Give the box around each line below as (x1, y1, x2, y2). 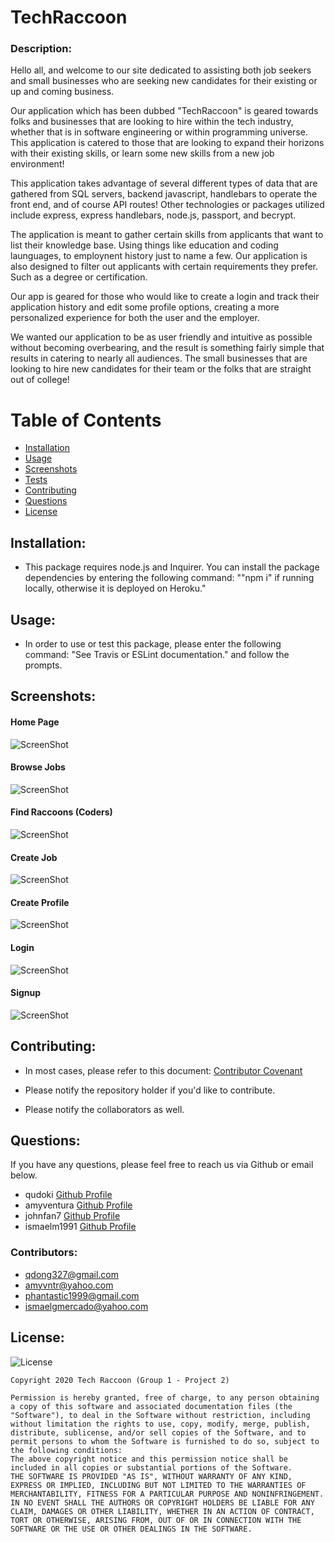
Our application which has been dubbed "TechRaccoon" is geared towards (10, 105, 319, 117)
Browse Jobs (10, 761, 66, 773)
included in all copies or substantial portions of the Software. (10, 1462, 293, 1473)
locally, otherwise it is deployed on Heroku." (24, 582, 207, 595)
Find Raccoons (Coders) (10, 806, 113, 818)
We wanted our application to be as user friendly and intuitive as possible (10, 331, 313, 343)
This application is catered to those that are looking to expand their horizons (10, 137, 325, 149)
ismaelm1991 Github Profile (24, 1221, 137, 1233)
